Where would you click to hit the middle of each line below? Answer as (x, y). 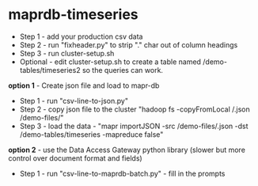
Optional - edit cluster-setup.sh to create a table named (110, 62)
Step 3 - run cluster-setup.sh (67, 53)
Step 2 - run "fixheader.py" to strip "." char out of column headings (129, 44)
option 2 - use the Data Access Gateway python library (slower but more (127, 150)
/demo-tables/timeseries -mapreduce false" (91, 134)
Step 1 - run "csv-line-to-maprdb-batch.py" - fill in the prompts (122, 173)
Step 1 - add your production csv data (81, 36)
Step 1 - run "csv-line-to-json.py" (74, 101)
